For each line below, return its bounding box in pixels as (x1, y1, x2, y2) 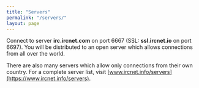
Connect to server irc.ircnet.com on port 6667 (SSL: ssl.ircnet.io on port (6, 37, 192, 45)
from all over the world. (6, 50, 66, 57)
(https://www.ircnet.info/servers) (6, 75, 89, 82)
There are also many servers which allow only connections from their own (6, 62, 193, 69)
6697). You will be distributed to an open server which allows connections (6, 43, 193, 51)
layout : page (6, 20, 40, 26)
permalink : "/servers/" (6, 15, 67, 21)
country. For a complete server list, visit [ (6, 68, 110, 76)
